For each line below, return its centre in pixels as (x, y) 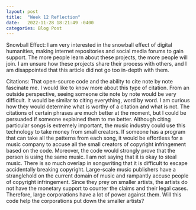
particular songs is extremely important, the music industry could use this (96, 125)
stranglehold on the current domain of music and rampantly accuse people (97, 176)
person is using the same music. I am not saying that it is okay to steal (91, 157)
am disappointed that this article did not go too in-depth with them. (88, 70)
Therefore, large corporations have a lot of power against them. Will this (94, 195)
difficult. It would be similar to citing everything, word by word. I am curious (98, 101)
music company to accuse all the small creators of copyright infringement (96, 144)
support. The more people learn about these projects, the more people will (97, 57)
